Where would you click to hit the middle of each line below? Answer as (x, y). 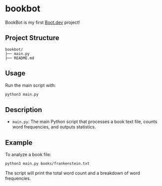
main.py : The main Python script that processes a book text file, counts (85, 122)
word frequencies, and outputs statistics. (54, 127)
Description (24, 110)
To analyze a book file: (28, 155)
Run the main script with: (30, 85)
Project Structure (32, 38)
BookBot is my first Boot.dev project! (43, 22)
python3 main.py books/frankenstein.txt (48, 164)
